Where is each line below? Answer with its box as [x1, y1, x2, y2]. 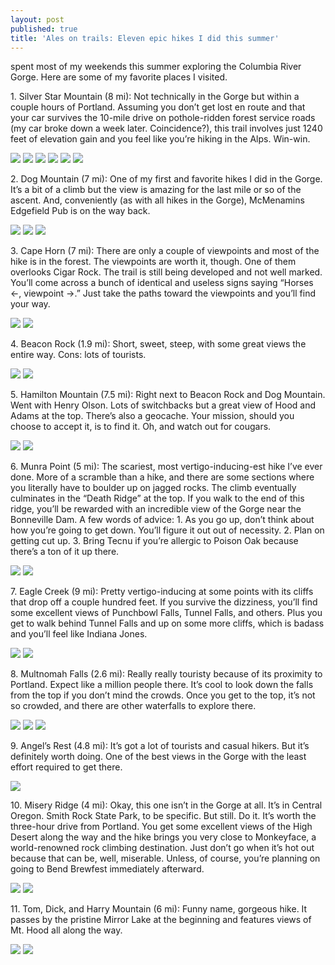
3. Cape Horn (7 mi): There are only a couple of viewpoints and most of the [10, 245, 320, 257]
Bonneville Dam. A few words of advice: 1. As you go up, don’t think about [10, 514, 315, 526]
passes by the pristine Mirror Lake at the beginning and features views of [10, 914, 312, 926]
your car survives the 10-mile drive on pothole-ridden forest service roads [10, 112, 316, 124]
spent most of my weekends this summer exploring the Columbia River [10, 61, 302, 73]
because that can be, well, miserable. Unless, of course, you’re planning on [10, 852, 321, 865]
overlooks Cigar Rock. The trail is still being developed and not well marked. [10, 266, 323, 278]
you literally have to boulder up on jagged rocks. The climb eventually [10, 482, 297, 494]
